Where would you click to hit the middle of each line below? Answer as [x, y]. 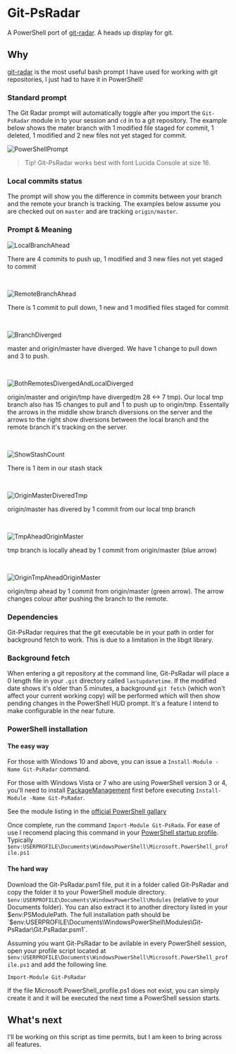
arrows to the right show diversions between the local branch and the [108, 419]
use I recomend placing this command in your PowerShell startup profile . [113, 833]
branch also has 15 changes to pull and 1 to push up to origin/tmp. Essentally [118, 405]
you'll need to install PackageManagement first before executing [101, 790]
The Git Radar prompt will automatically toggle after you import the [104, 113]
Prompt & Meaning [40, 229]
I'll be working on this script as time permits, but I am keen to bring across [115, 1037]
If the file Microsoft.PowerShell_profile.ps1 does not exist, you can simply [113, 990]
